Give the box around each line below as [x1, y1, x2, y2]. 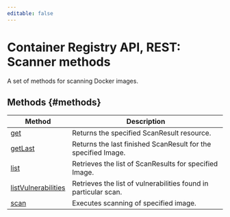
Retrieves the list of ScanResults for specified [71, 159, 218, 168]
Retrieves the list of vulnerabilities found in [71, 179, 209, 188]
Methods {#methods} [7, 97, 101, 108]
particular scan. [71, 188, 123, 197]
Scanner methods [7, 54, 111, 69]
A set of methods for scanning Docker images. [7, 77, 139, 85]
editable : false [7, 10, 53, 17]
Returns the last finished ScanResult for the [71, 140, 212, 149]
